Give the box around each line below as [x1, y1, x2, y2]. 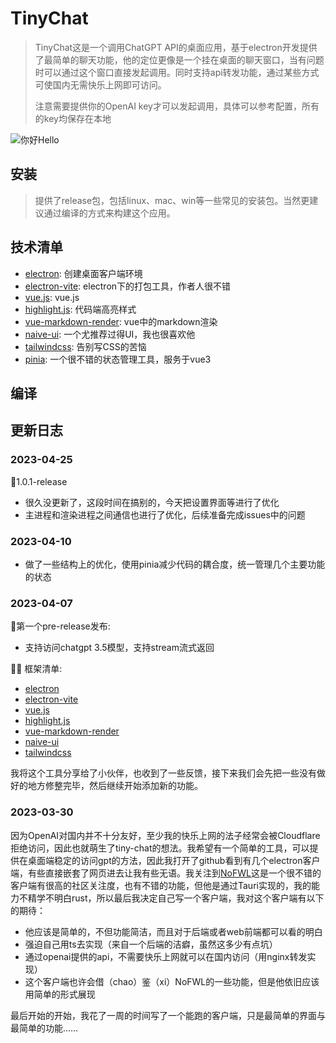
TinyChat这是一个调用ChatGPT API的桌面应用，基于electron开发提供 [34, 41, 318, 53]
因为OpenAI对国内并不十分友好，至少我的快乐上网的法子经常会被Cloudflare [10, 829, 321, 841]
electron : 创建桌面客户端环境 [24, 267, 143, 279]
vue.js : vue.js [24, 291, 80, 303]
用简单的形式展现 [24, 988, 96, 1000]
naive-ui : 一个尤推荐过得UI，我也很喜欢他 [24, 328, 196, 340]
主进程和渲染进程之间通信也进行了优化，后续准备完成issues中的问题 [24, 508, 306, 521]
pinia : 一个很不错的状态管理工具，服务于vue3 [24, 353, 212, 365]
